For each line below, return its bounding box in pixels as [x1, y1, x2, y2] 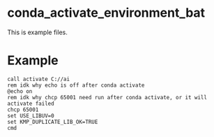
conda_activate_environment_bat [7, 5, 206, 21]
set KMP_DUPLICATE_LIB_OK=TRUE [7, 118, 98, 125]
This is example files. [7, 28, 68, 36]
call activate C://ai [7, 75, 70, 82]
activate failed [7, 100, 54, 107]
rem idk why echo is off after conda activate [7, 82, 145, 89]
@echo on [7, 87, 33, 95]
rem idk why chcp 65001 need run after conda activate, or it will [7, 94, 208, 101]
